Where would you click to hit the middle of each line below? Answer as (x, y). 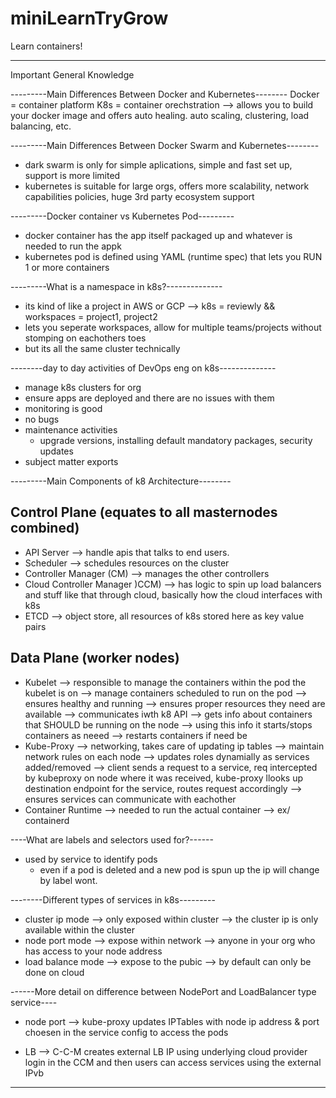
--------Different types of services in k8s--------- (113, 899)
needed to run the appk (73, 246)
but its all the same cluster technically (102, 348)
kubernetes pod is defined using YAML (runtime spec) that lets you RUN (173, 256)
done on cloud (54, 972)
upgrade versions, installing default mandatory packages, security (176, 440)
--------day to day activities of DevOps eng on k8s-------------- (143, 368)
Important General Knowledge (72, 74)
